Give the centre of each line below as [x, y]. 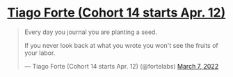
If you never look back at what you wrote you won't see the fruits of [121, 45]
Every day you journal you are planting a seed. [91, 32]
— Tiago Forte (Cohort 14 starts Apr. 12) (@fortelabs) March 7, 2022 [121, 66]
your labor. [40, 53]
